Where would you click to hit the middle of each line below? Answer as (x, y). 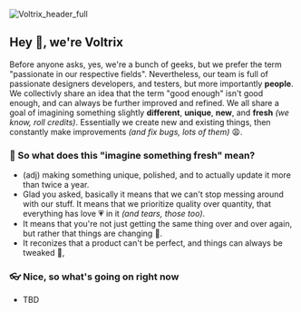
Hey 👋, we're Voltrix (67, 42)
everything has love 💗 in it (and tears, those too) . (114, 214)
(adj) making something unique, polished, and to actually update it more (157, 175)
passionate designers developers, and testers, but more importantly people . (151, 83)
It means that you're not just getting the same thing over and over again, (157, 224)
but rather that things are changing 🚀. (92, 234)
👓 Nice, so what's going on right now (94, 277)
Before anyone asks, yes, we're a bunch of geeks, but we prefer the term (146, 64)
